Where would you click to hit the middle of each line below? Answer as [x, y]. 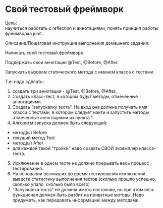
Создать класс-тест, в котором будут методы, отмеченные [75, 96]
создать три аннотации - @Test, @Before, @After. [64, 91]
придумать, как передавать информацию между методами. [76, 200]
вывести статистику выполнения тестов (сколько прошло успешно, [84, 179]
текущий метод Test [34, 138]
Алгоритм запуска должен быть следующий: [60, 123]
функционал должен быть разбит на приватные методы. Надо [78, 195]
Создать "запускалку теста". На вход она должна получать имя [80, 107]
